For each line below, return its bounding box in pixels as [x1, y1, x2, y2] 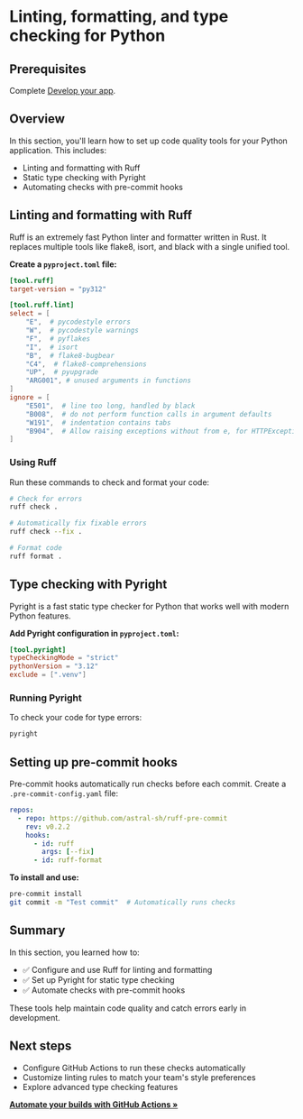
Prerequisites [9, 61, 87, 77]
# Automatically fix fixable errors [9, 518, 147, 528]
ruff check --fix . [9, 527, 83, 537]
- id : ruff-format [32, 856, 103, 865]
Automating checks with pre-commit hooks [22, 181, 183, 192]
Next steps [9, 1039, 72, 1054]
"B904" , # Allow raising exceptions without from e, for [25, 427, 248, 436]
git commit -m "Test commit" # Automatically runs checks [9, 898, 236, 907]
